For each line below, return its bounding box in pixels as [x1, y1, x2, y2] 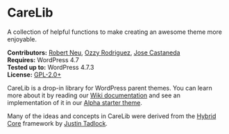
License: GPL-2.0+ [7, 70, 62, 79]
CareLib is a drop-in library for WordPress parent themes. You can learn [7, 84, 213, 92]
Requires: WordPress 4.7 [7, 55, 80, 64]
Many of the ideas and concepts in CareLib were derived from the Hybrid [7, 112, 217, 120]
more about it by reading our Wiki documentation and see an [7, 91, 180, 99]
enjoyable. [7, 35, 37, 43]
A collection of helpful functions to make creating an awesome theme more [7, 28, 222, 36]
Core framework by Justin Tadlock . [7, 119, 108, 127]
